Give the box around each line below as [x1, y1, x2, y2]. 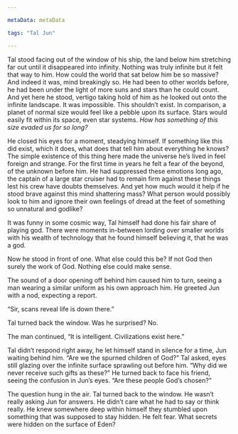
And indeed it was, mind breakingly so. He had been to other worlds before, [7, 77, 229, 86]
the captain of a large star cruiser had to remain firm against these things [7, 174, 222, 183]
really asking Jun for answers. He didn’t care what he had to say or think [7, 397, 220, 406]
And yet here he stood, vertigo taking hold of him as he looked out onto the [7, 93, 227, 101]
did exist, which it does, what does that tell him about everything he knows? [7, 144, 229, 152]
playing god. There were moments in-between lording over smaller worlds [7, 226, 225, 234]
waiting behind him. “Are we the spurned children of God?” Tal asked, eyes [7, 353, 226, 362]
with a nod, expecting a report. [7, 291, 97, 299]
